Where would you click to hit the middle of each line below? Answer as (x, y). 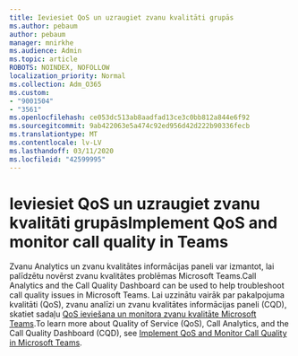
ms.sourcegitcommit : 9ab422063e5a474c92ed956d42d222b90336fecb (130, 126)
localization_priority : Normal (68, 76)
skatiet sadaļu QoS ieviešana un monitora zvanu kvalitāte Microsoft (133, 314)
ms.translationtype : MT (54, 135)
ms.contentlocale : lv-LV (55, 143)
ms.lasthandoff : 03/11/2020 (62, 151)
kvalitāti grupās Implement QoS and (144, 223)
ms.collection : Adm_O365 (55, 84)
